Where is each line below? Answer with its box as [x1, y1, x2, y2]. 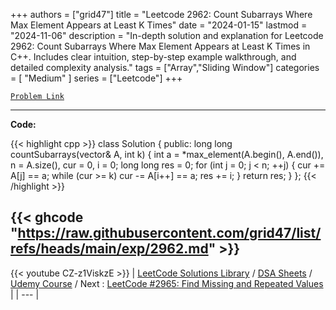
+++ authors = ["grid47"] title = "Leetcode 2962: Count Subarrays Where [10, 9, 313, 20]
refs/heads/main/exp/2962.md [10, 240, 209, 258]
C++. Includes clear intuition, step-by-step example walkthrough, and [10, 51, 297, 63]
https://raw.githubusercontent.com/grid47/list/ [17, 225, 322, 242]
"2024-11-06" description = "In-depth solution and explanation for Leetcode [10, 30, 324, 41]
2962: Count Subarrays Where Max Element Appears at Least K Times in [10, 40, 311, 52]
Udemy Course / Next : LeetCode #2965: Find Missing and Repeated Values [10, 277, 324, 289]
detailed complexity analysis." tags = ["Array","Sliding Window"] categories [10, 62, 320, 73]
